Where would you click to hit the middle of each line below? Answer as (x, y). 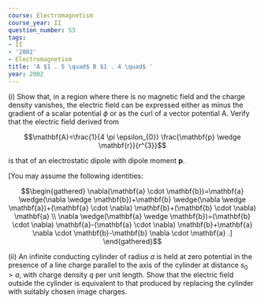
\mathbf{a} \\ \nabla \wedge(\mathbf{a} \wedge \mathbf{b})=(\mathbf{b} (132, 216)
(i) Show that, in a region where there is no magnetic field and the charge (127, 96)
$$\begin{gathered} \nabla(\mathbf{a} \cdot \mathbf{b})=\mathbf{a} (132, 191)
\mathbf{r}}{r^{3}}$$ (132, 145)
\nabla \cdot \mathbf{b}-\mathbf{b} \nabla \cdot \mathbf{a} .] (132, 232)
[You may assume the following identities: (76, 176)
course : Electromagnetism (50, 15)
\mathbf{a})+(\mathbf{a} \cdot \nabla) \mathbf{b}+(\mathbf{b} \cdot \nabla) (132, 208)
